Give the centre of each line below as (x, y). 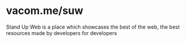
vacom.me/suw (45, 11)
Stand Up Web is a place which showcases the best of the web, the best (93, 27)
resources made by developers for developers (62, 33)
